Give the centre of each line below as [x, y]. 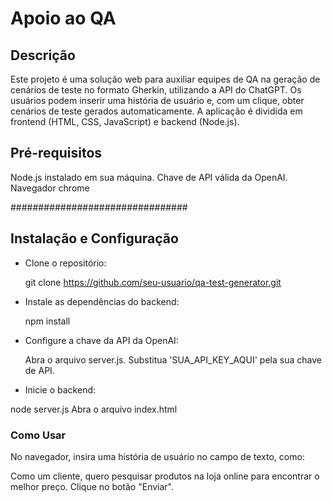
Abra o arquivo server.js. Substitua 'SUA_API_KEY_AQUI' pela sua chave [173, 359]
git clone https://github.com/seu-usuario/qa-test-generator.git [153, 282]
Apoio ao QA [63, 18]
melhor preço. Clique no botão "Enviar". [92, 486]
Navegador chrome [50, 188]
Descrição [43, 55]
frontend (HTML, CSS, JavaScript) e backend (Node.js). [125, 121]
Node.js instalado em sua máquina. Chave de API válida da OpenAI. [149, 177]
